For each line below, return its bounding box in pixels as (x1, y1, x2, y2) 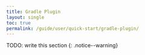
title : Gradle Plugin (6, 8, 61, 15)
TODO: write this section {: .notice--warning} (6, 42, 118, 49)
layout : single (6, 14, 45, 20)
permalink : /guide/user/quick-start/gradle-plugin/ (6, 25, 139, 32)
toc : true (6, 20, 31, 26)
